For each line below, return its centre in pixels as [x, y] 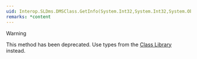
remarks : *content [28, 17]
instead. [16, 50]
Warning [16, 33]
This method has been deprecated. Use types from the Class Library [89, 45]
